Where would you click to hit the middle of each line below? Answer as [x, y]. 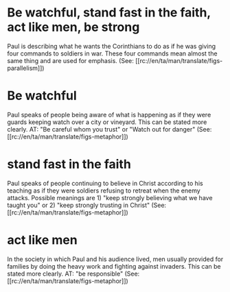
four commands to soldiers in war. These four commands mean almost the [112, 53]
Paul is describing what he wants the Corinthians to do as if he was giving [112, 46]
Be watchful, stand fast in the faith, [109, 13]
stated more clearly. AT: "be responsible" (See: [73, 273]
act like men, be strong [73, 27]
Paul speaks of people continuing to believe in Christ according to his [105, 183]
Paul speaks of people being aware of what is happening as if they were [109, 114]
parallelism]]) [26, 68]
